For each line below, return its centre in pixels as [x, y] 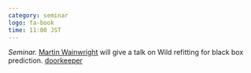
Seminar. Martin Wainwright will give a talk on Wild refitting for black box [126, 53]
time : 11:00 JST [35, 30]
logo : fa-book [31, 23]
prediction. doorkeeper [45, 60]
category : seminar [38, 15]
